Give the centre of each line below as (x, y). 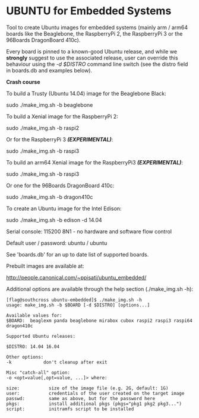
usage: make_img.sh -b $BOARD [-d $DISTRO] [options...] (78, 305)
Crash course (23, 82)
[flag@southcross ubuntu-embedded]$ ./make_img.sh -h (74, 300)
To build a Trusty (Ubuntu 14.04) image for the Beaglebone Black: (86, 93)
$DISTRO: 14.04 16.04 (33, 346)
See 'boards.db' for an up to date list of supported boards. (78, 254)
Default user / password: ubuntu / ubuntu (57, 243)
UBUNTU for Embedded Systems (89, 11)
